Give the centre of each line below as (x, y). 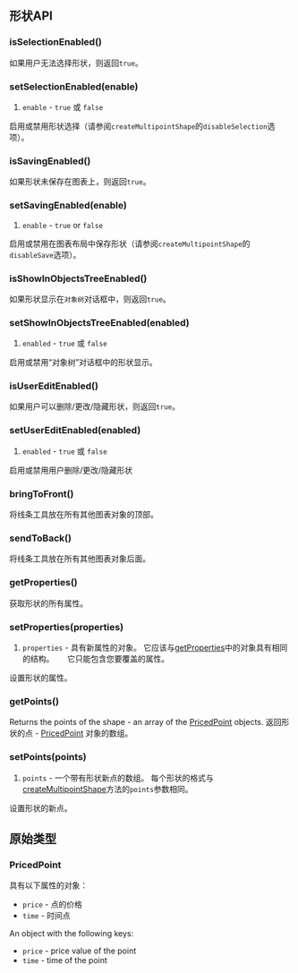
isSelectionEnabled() (56, 42)
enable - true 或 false (63, 107)
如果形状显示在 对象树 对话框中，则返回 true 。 (90, 299)
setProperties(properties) (66, 627)
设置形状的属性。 (41, 678)
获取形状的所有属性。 (48, 603)
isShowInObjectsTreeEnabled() (78, 278)
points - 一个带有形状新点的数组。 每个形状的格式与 (118, 778)
